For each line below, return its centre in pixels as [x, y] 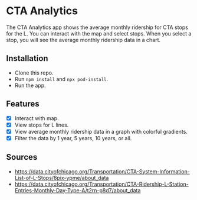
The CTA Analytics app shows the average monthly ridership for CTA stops [97, 27]
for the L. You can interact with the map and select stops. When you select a [99, 33]
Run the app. [30, 85]
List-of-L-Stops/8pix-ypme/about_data [62, 178]
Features [23, 104]
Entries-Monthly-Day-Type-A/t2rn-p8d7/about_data [78, 190]
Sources [22, 157]
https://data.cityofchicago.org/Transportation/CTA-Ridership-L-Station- [101, 184]
